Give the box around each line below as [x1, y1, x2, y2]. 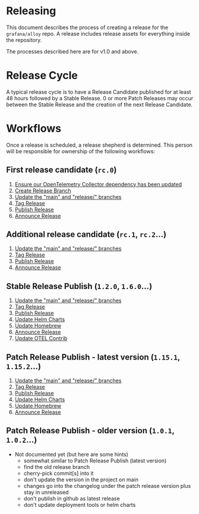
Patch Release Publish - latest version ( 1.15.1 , [6, 352, 180, 362]
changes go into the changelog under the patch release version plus [23, 482, 191, 489]
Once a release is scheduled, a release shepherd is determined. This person [6, 141, 193, 148]
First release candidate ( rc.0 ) [6, 165, 117, 175]
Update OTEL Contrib [14, 335, 68, 342]
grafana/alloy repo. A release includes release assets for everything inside [6, 30, 190, 37]
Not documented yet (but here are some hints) [14, 450, 129, 458]
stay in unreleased [23, 488, 70, 496]
